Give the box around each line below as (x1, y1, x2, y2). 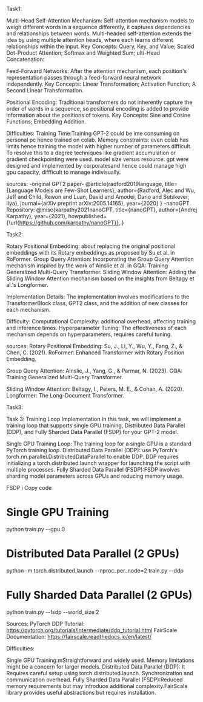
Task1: (6, 5, 22, 12)
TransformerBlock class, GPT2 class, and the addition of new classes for (6, 300, 188, 306)
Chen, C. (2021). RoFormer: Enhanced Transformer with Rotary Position (6, 349, 185, 356)
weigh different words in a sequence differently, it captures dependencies (6, 24, 191, 30)
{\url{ (6, 219, 20, 226)
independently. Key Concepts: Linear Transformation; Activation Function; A (6, 80, 196, 88)
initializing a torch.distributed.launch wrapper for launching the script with (6, 459, 191, 467)
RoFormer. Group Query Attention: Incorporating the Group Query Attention (6, 255, 194, 263)
